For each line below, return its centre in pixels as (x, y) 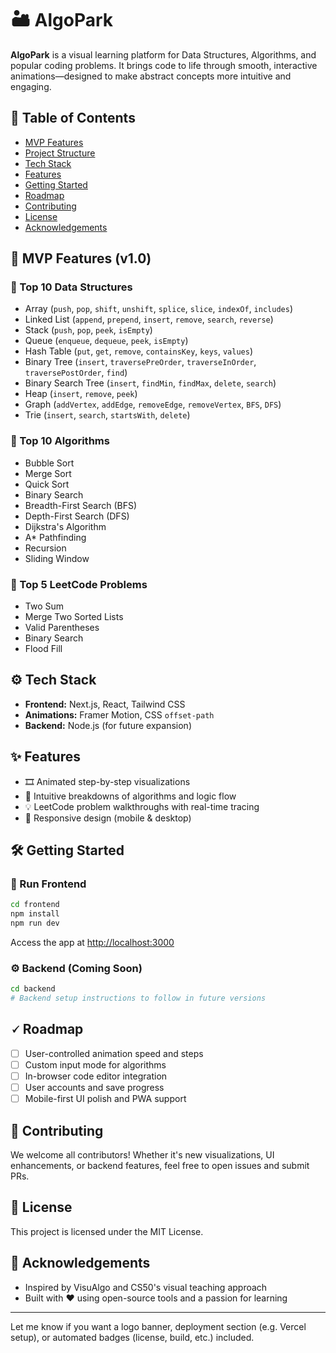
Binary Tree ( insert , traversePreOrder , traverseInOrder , (140, 362)
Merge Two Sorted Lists (74, 617)
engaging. (31, 86)
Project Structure (60, 153)
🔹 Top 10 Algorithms (60, 441)
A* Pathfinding (55, 537)
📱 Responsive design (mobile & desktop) (108, 818)
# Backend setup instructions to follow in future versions (138, 998)
